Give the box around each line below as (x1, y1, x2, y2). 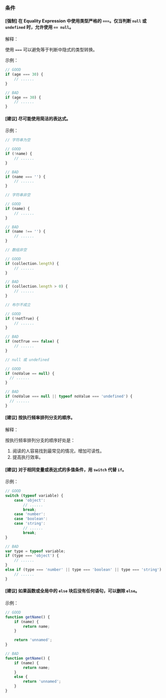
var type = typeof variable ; (5, 549, 66, 554)
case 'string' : (14, 521, 46, 526)
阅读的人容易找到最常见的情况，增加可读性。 (12, 448, 105, 454)
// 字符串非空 (5, 192, 31, 198)
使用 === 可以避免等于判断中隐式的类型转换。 (5, 46, 98, 53)
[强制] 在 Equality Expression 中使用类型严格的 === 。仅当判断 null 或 (5, 17, 147, 23)
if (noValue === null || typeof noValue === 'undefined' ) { (5, 394, 133, 399)
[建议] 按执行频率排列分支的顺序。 (5, 415, 75, 421)
